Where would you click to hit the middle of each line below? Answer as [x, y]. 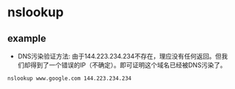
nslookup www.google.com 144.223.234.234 [70, 78]
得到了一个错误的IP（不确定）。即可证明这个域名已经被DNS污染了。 [129, 65]
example [27, 38]
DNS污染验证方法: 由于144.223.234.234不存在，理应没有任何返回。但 [120, 56]
